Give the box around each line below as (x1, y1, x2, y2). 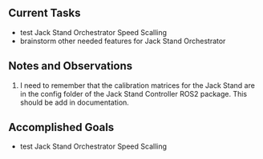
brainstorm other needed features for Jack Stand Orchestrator (19, 36, 226, 46)
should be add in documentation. (19, 97, 130, 107)
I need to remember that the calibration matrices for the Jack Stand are (19, 80, 255, 90)
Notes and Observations (8, 59, 133, 73)
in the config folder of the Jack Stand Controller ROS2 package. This (19, 89, 247, 98)
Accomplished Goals (8, 121, 115, 134)
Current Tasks (8, 6, 81, 20)
